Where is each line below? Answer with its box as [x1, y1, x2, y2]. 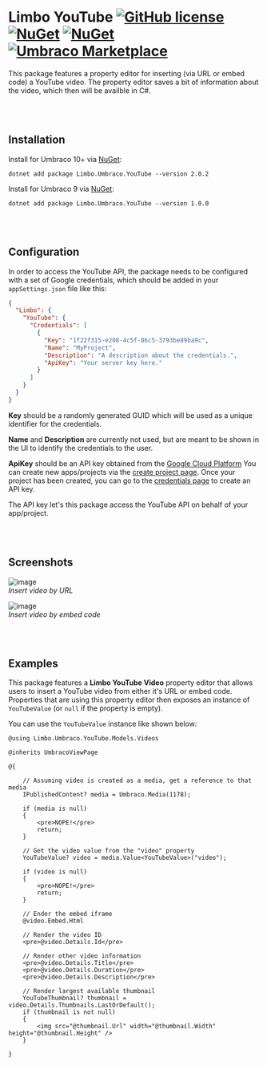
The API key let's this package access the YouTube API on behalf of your [8, 500, 249, 509]
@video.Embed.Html [22, 917, 84, 926]
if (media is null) [22, 805, 88, 813]
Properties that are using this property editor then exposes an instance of [8, 695, 250, 705]
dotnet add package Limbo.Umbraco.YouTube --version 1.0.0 [8, 199, 209, 208]
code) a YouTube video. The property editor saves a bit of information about [8, 77, 259, 87]
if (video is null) [22, 868, 88, 876]
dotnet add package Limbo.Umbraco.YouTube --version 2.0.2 [8, 169, 209, 178]
